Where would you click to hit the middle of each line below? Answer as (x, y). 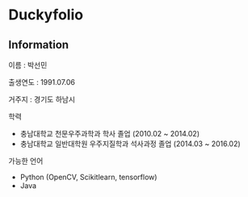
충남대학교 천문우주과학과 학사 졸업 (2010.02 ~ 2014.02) (110, 134)
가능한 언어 (26, 161)
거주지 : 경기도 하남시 (42, 99)
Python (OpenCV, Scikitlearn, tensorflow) (88, 177)
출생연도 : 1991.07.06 (42, 82)
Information (39, 45)
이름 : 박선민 (28, 65)
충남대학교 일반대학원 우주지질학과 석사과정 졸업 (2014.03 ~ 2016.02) (130, 144)
